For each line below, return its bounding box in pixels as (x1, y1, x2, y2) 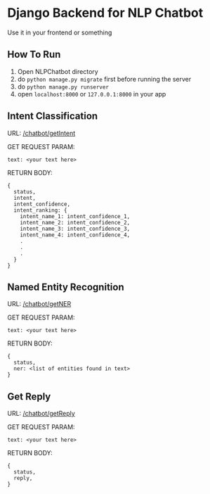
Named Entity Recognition (7, 281, 124, 293)
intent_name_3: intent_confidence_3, (20, 225, 131, 232)
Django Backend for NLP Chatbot (7, 5, 204, 21)
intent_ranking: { (13, 206, 68, 214)
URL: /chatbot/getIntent (7, 129, 76, 137)
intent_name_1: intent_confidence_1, (20, 213, 131, 220)
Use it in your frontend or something (7, 28, 112, 37)
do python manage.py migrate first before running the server (17, 75, 192, 83)
